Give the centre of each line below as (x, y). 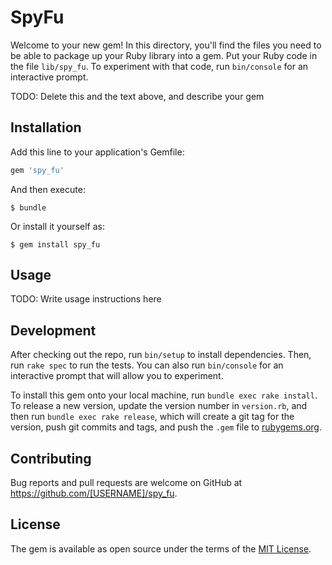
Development (53, 330)
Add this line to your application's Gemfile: (97, 152)
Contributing (51, 458)
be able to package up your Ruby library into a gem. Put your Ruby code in (164, 55)
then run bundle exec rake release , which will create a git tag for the (152, 417)
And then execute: (48, 189)
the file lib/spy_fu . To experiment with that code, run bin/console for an (159, 66)
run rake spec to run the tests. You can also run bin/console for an (147, 365)
